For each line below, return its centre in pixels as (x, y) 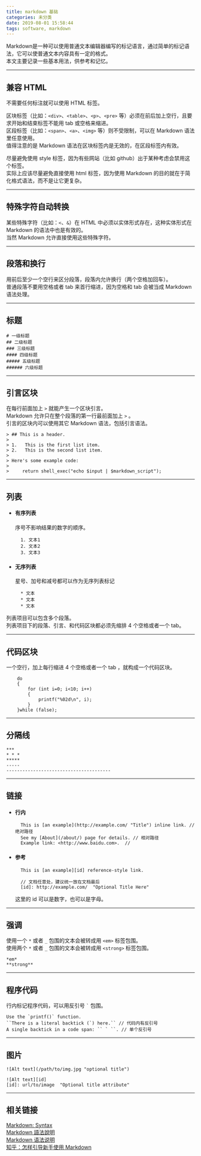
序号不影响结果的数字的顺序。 (51, 527)
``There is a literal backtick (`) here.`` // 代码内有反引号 (82, 1023)
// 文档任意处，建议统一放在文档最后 (60, 882)
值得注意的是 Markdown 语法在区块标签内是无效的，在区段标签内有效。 (94, 146)
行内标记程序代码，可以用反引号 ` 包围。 (56, 1006)
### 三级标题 (21, 348)
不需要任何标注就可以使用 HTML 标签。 (54, 103)
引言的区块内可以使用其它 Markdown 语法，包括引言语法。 (78, 423)
